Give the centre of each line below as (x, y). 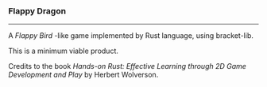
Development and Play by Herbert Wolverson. (83, 75)
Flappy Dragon (37, 11)
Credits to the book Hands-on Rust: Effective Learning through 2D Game (127, 66)
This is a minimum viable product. (64, 51)
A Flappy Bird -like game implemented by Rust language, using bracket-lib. (131, 36)
